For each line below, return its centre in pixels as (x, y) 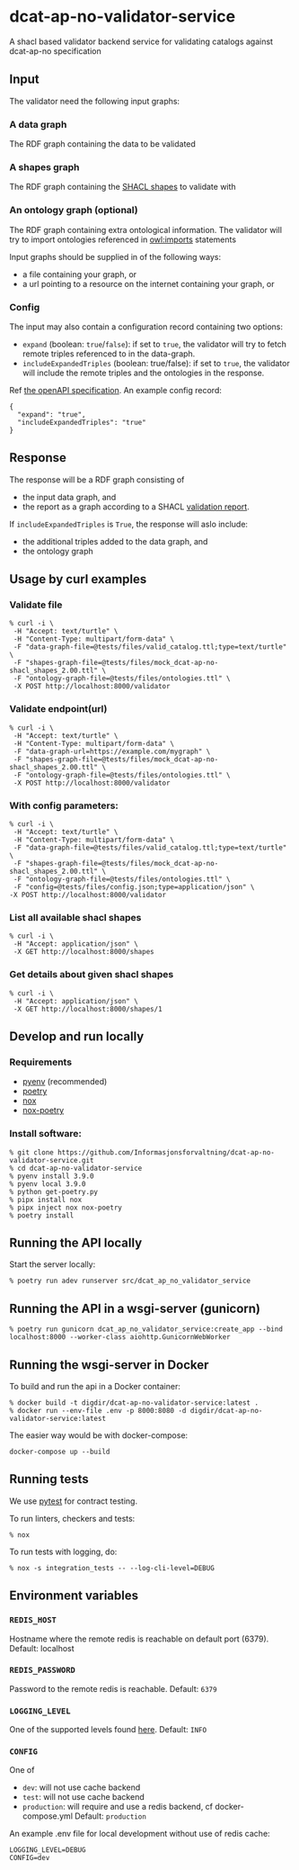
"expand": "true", (52, 414)
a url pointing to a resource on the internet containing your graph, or (149, 283)
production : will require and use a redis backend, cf (118, 1807)
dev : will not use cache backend (81, 1787)
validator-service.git (52, 1160)
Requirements (41, 1062)
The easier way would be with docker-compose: (99, 1435)
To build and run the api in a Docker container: (95, 1387)
